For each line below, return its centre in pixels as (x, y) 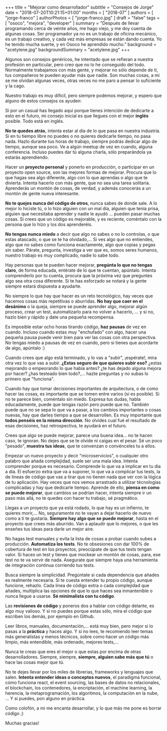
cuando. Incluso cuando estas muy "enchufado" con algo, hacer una (76, 332)
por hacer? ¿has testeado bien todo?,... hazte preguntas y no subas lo (77, 373)
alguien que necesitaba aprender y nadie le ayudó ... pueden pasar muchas (83, 214)
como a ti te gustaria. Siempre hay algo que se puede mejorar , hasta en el (82, 518)
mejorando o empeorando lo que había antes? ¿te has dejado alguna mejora (83, 368)
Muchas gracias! (22, 723)
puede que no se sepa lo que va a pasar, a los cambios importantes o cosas (83, 410)
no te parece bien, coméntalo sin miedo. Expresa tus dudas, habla (73, 399)
